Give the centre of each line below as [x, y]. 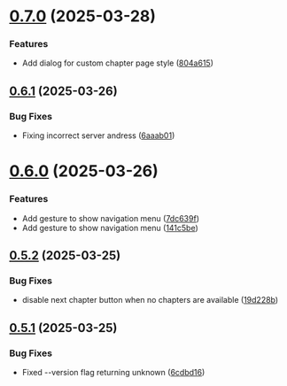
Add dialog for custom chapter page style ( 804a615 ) [118, 63]
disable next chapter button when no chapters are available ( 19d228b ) [150, 300]
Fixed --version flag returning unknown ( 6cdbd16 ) [113, 373]
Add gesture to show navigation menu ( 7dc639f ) [110, 218]
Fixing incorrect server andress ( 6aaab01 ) [98, 135]
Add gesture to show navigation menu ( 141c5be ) [110, 228]
